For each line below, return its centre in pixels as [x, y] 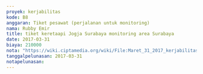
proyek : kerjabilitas [34, 12]
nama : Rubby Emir [28, 28]
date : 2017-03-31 [28, 39]
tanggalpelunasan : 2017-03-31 [44, 56]
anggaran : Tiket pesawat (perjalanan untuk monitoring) [78, 23]
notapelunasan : [25, 61]
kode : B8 [17, 17]
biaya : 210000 [24, 45]
